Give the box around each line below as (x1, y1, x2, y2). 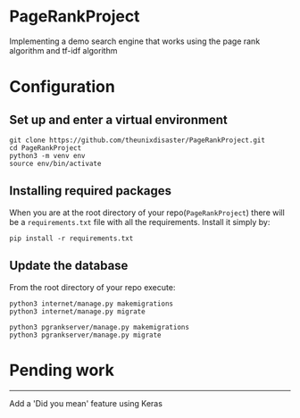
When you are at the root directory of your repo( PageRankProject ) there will (9, 207, 286, 218)
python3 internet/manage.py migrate (9, 306, 146, 316)
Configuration (9, 77, 116, 97)
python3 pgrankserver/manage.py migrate (9, 330, 162, 339)
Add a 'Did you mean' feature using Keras (9, 397, 163, 408)
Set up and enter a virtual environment (9, 112, 228, 127)
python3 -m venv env (9, 151, 87, 160)
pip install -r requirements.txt (9, 234, 134, 243)
